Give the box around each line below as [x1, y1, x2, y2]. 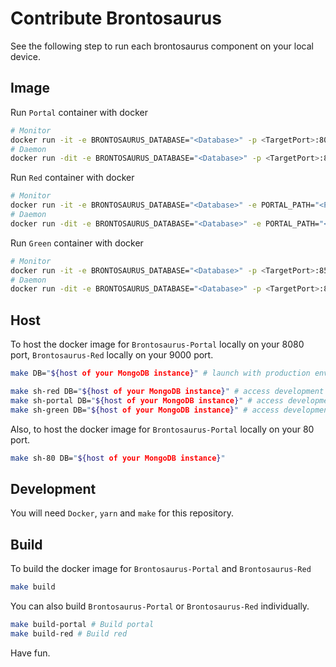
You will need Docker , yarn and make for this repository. [10, 507, 234, 519]
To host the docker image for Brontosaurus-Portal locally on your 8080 [10, 338, 305, 351]
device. [10, 50, 41, 62]
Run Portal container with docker [10, 106, 149, 118]
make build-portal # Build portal [10, 619, 155, 629]
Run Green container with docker [10, 237, 144, 249]
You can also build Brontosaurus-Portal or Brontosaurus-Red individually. [10, 600, 310, 612]
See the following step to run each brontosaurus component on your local [10, 40, 314, 52]
